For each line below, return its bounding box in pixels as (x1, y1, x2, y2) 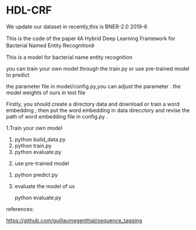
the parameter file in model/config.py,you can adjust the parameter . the (6, 83, 181, 90)
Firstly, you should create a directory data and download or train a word (6, 100, 180, 107)
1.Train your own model (6, 124, 63, 132)
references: (6, 205, 34, 212)
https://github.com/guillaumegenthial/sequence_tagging (6, 216, 142, 224)
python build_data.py (14, 136, 66, 143)
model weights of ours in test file (6, 89, 86, 96)
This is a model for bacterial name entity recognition (6, 54, 132, 61)
